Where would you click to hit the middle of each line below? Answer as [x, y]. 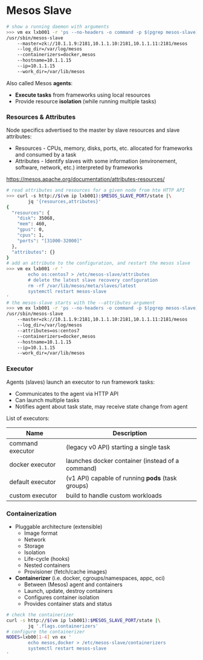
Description [130, 433]
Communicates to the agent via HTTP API [67, 393]
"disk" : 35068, [36, 218]
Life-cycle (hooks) [47, 558]
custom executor [33, 495]
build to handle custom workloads [114, 495]
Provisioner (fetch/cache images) [66, 571]
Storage [34, 546]
